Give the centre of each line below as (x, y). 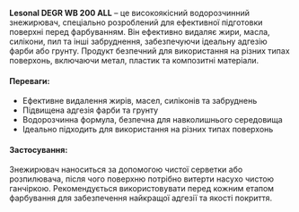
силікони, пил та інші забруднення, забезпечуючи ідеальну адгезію (138, 41)
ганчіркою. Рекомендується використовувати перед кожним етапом (142, 189)
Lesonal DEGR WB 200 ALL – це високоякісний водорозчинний (129, 13)
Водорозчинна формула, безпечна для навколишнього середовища (152, 120)
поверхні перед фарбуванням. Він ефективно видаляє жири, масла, (140, 32)
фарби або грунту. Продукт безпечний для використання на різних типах (149, 51)
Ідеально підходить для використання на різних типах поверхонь (148, 130)
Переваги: (30, 81)
